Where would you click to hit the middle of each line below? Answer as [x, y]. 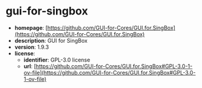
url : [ [30, 66]
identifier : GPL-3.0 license [57, 60]
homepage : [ [31, 28]
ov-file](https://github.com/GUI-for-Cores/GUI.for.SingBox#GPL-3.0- [110, 72]
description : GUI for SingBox [51, 40]
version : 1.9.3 [32, 47]
